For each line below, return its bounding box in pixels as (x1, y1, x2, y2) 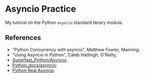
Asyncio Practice (5, 3, 76, 15)
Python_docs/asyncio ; (12, 62, 57, 68)
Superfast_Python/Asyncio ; (12, 57, 68, 63)
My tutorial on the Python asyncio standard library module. (5, 19, 123, 25)
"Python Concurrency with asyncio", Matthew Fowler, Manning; (12, 46, 141, 52)
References (5, 34, 41, 42)
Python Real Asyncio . (12, 67, 55, 73)
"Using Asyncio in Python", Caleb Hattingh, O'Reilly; (12, 52, 117, 58)
